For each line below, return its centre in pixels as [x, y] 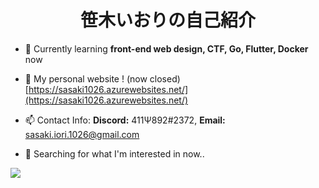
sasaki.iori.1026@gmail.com [82, 134]
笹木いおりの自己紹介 [167, 20]
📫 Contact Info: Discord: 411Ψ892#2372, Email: [125, 120]
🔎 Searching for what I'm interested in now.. [114, 153]
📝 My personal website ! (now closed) [102, 78]
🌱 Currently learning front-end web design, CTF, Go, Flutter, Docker [166, 48]
